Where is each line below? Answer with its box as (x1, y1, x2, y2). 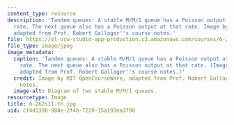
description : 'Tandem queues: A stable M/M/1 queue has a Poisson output (7, 17, 226, 24)
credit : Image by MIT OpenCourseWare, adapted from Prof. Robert (13, 74, 208, 82)
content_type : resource (7, 10, 77, 17)
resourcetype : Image (7, 94, 68, 101)
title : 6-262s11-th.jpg (7, 101, 77, 108)
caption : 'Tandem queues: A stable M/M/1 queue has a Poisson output (13, 56, 219, 62)
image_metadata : (7, 49, 54, 56)
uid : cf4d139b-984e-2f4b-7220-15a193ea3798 (7, 107, 136, 114)
